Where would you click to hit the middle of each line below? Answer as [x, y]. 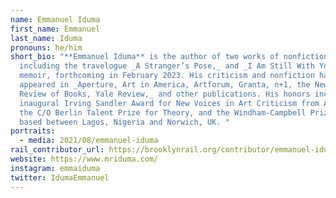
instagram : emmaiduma [55, 168]
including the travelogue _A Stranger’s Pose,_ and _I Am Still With [167, 66]
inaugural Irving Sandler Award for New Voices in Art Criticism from [169, 103]
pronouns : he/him [46, 47]
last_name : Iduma [46, 38]
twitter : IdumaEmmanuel [60, 177]
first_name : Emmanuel [55, 29]
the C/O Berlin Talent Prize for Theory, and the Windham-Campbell [163, 112]
